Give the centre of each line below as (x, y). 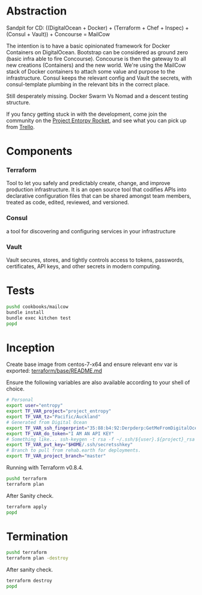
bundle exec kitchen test (38, 318)
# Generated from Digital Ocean (47, 422)
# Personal (20, 400)
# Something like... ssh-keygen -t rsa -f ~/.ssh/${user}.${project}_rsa (101, 439)
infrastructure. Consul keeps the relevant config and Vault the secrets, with (99, 78)
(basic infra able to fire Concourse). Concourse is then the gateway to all (96, 58)
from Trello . (20, 127)
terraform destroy (29, 581)
